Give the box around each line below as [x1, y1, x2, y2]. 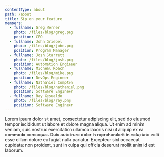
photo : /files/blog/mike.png [14, 71, 73, 76]
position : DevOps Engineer [14, 75, 69, 80]
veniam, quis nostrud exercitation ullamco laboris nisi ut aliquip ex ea [5, 127, 144, 132]
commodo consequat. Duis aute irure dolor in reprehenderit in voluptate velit [5, 132, 159, 137]
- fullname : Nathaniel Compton [9, 80, 73, 85]
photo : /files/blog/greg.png [14, 30, 73, 35]
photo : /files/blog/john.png [14, 44, 73, 48]
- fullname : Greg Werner [9, 25, 60, 30]
